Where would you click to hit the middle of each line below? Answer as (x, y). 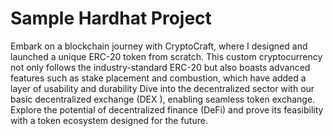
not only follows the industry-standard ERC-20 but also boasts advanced (160, 67)
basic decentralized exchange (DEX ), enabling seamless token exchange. (163, 99)
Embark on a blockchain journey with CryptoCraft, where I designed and (159, 46)
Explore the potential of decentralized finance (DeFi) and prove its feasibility (167, 109)
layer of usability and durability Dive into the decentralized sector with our (162, 88)
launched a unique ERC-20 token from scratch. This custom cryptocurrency (166, 56)
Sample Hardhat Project (111, 18)
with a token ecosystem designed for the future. (109, 120)
